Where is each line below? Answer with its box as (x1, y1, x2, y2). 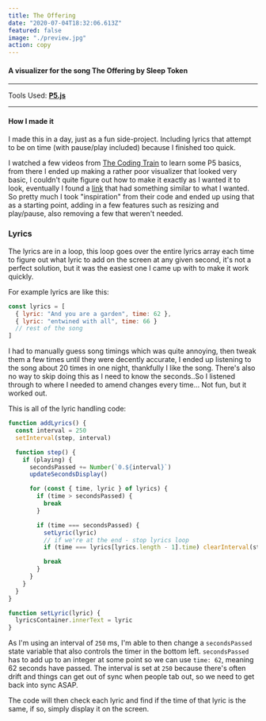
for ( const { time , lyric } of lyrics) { (28, 485, 169, 493)
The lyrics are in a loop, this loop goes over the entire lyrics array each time (8, 246, 255, 256)
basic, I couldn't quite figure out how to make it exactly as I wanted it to (8, 175, 241, 184)
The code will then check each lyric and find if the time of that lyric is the (8, 696, 247, 705)
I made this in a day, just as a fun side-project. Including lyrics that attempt (8, 134, 252, 144)
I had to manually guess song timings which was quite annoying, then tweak (8, 346, 256, 356)
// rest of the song (15, 325, 83, 333)
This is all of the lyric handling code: (8, 404, 127, 414)
